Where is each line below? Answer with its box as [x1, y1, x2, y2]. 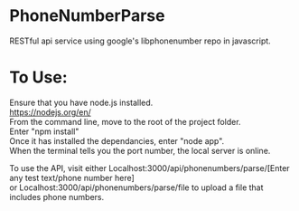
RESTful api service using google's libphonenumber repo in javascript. [9, 35, 271, 46]
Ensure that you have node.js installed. [9, 97, 154, 108]
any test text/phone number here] [9, 172, 135, 183]
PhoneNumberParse [9, 5, 165, 26]
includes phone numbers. [9, 191, 105, 202]
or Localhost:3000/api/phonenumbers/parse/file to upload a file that [9, 182, 264, 193]
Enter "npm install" [9, 126, 79, 137]
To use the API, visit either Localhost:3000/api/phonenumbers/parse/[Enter [9, 162, 291, 173]
